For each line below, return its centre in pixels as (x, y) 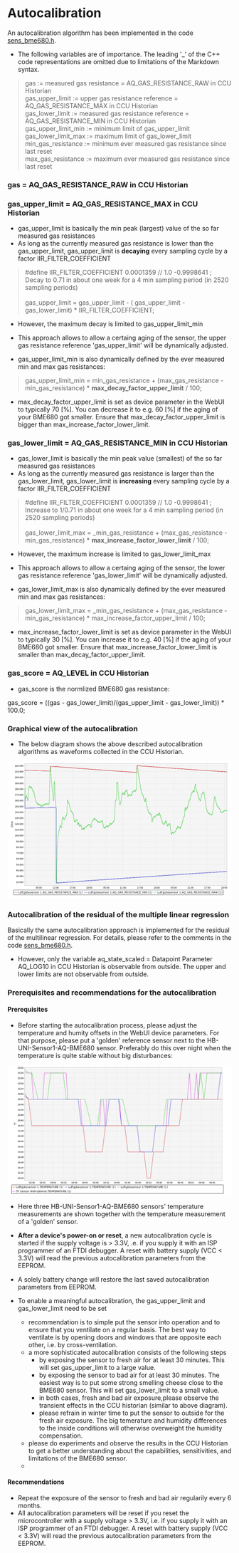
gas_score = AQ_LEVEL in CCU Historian (78, 673)
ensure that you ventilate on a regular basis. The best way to (117, 1329)
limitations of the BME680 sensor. (78, 1458)
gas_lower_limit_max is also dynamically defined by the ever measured (121, 590)
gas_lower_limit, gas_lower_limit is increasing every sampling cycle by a (123, 481)
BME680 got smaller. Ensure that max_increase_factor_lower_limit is (117, 647)
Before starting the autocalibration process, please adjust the (107, 1025)
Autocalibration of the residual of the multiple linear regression (118, 914)
